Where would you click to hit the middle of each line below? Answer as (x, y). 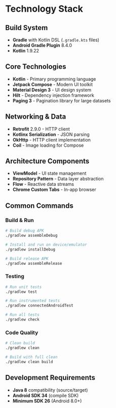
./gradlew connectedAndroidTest (39, 306)
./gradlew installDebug (30, 249)
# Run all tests (22, 315)
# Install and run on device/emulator (46, 244)
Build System (27, 28)
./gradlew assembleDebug (31, 235)
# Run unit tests (24, 287)
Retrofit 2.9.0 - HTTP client (41, 129)
